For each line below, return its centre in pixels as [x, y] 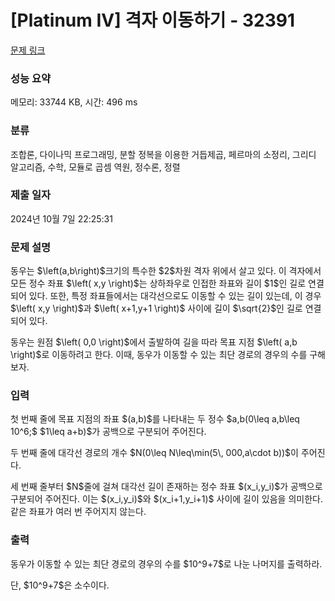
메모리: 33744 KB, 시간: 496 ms [74, 102]
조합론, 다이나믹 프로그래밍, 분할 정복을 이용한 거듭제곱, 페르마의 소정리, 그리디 [163, 154]
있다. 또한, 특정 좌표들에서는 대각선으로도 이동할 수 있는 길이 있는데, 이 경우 [175, 296]
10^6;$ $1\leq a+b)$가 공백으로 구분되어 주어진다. [108, 432]
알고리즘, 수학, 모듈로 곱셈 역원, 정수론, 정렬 [95, 167]
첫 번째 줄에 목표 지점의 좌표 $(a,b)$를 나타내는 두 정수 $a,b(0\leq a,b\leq [155, 419]
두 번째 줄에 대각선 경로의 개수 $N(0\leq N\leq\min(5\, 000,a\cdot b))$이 [154, 453]
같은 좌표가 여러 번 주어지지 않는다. [78, 512]
